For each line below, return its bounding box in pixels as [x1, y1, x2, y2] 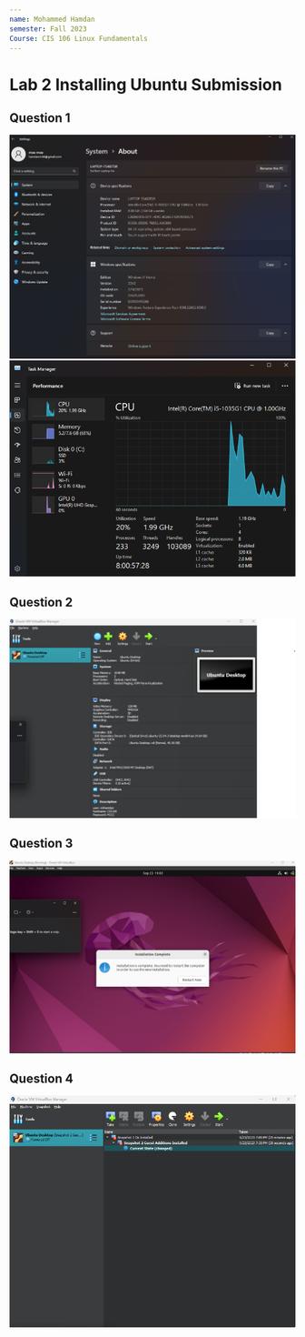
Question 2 [9, 594, 74, 609]
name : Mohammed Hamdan [9, 15, 95, 24]
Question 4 [9, 1071, 74, 1086]
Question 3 [9, 836, 74, 851]
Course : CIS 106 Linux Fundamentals [9, 34, 148, 43]
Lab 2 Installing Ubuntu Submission [9, 74, 283, 95]
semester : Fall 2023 [9, 24, 88, 34]
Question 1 [9, 110, 71, 126]
